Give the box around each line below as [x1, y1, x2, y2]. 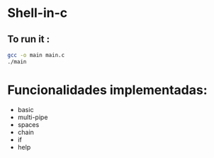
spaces [17, 120, 40, 128]
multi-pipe [17, 113, 48, 121]
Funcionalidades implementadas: [7, 82, 208, 98]
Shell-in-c [7, 5, 68, 21]
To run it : [7, 33, 50, 45]
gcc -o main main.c [7, 51, 65, 59]
